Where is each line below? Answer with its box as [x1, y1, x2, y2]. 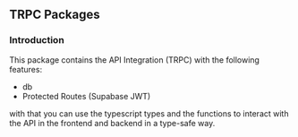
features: [9, 64, 43, 74]
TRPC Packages [9, 7, 100, 22]
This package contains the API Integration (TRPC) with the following [9, 54, 260, 65]
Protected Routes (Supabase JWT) [21, 90, 151, 101]
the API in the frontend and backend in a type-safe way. [9, 117, 216, 128]
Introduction [9, 34, 64, 47]
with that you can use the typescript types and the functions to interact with [9, 107, 289, 119]
